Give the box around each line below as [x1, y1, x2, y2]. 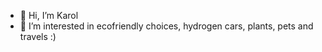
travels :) [19, 31, 57, 42]
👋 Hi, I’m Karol [19, 10, 79, 21]
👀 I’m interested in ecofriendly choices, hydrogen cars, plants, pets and [19, 20, 314, 32]
